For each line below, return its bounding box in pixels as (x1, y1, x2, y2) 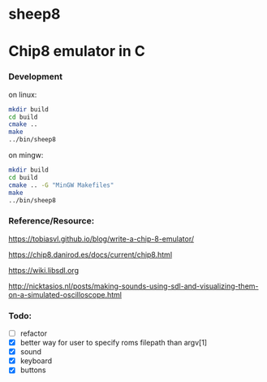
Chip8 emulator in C (8, 42, 146, 61)
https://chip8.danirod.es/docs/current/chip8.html (8, 250, 173, 259)
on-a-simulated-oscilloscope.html (8, 289, 123, 299)
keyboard (19, 356, 53, 366)
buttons (19, 365, 46, 375)
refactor (19, 328, 47, 338)
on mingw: (8, 150, 44, 160)
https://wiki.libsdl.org (8, 265, 80, 275)
